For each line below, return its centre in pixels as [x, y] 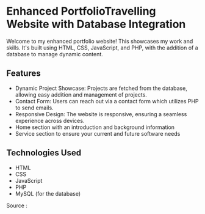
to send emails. [34, 108]
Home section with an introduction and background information [95, 127]
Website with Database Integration [96, 24]
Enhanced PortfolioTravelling [81, 11]
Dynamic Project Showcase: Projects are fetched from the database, [101, 88]
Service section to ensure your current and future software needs [98, 133]
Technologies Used [44, 153]
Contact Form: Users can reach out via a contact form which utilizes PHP [107, 101]
